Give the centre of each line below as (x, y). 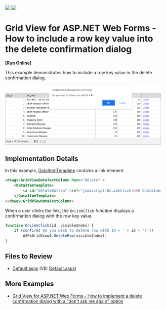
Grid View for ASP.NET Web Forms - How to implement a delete (77, 296)
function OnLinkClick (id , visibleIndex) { (49, 225)
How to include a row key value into (79, 39)
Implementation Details (42, 158)
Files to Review (29, 256)
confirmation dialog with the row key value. (49, 216)
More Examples (30, 284)
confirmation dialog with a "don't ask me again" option (68, 301)
